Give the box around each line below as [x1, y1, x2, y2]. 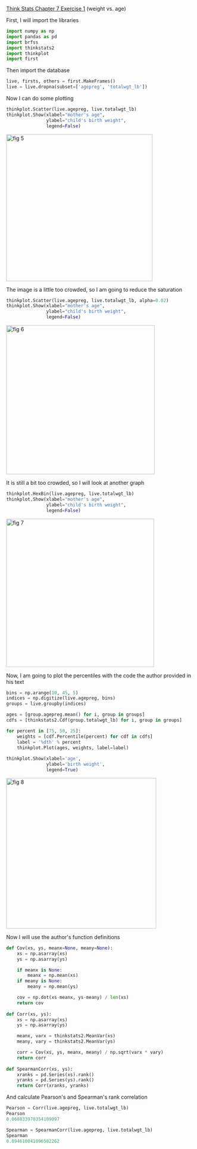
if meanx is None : [17, 967, 62, 973]
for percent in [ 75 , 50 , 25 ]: [6, 728, 82, 734]
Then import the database [6, 67, 70, 74]
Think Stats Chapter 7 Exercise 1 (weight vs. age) [6, 5, 126, 12]
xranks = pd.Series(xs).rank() [17, 1071, 95, 1078]
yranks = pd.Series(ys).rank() [17, 1077, 95, 1083]
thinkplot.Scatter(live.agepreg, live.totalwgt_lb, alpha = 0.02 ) [6, 297, 169, 304]
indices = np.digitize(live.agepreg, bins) [6, 695, 116, 701]
